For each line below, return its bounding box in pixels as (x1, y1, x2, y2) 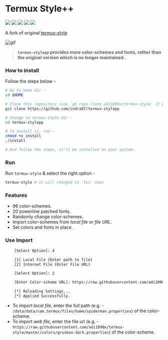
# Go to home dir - (5, 88, 46, 93)
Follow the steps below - (5, 78, 56, 84)
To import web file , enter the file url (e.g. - (12, 318, 99, 325)
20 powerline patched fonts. (12, 208, 71, 215)
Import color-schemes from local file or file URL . (12, 219, 112, 225)
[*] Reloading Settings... (14, 289, 70, 294)
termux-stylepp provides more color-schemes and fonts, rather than (17, 49, 161, 55)
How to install (5, 67, 39, 74)
